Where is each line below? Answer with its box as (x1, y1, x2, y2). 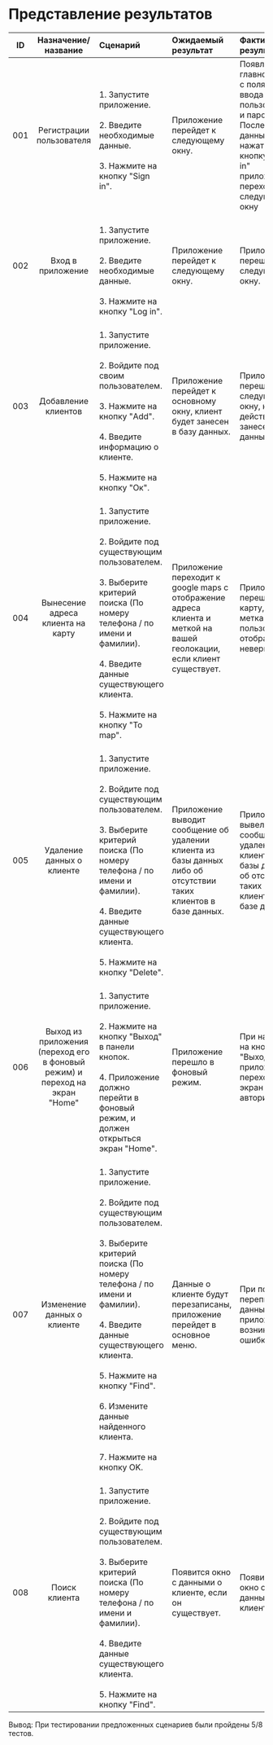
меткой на (171, 622, 213, 634)
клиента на (41, 617, 86, 628)
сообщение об (171, 824, 229, 835)
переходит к (171, 571, 221, 582)
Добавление (39, 395, 89, 407)
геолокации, (171, 643, 221, 654)
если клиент (171, 653, 221, 664)
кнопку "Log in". (98, 305, 162, 317)
